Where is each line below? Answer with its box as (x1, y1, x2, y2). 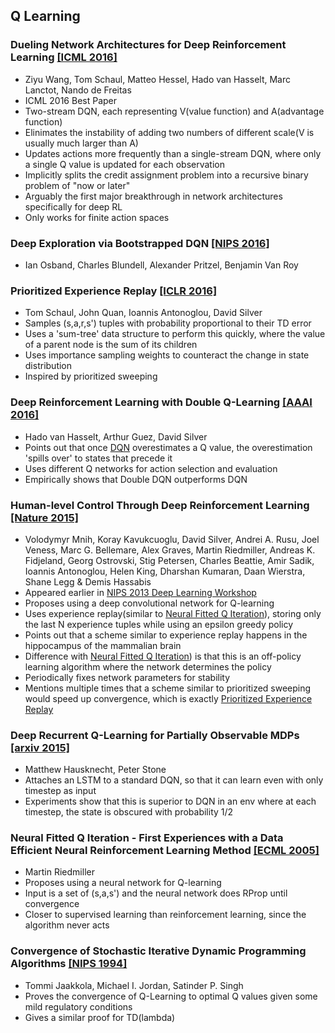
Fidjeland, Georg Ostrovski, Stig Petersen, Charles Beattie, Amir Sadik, (24, 554, 315, 566)
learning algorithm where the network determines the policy (24, 660, 272, 673)
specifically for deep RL (24, 200, 123, 213)
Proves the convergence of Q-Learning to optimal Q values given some (24, 990, 318, 1002)
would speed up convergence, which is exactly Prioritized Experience (24, 692, 313, 704)
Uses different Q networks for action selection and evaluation (24, 462, 278, 474)
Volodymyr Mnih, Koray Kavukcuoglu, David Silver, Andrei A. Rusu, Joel (24, 533, 320, 545)
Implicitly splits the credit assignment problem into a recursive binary (24, 169, 309, 181)
